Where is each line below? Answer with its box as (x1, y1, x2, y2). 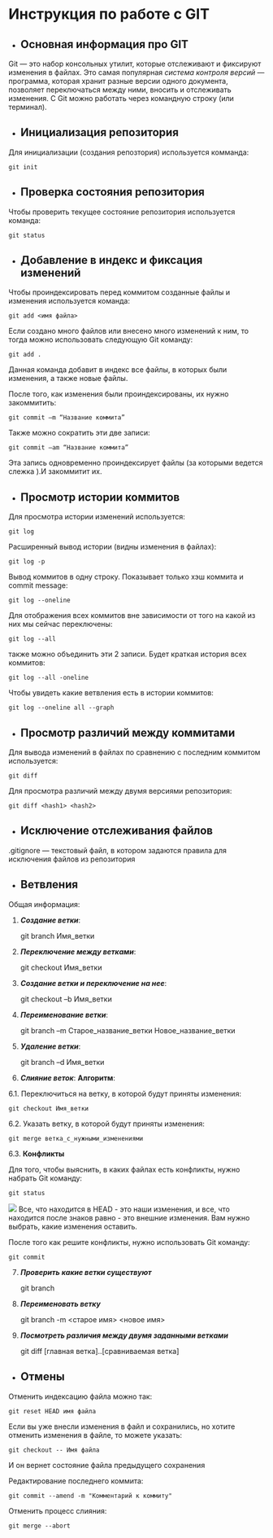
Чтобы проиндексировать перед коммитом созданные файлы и (8, 287, 230, 297)
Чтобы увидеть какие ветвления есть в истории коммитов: (8, 688, 214, 698)
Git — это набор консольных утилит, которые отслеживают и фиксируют (8, 59, 262, 68)
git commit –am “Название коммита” (8, 444, 129, 452)
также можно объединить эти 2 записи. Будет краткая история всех (8, 649, 247, 659)
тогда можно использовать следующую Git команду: (8, 335, 193, 344)
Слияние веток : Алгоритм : (19, 1072, 115, 1083)
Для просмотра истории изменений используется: (8, 512, 185, 522)
